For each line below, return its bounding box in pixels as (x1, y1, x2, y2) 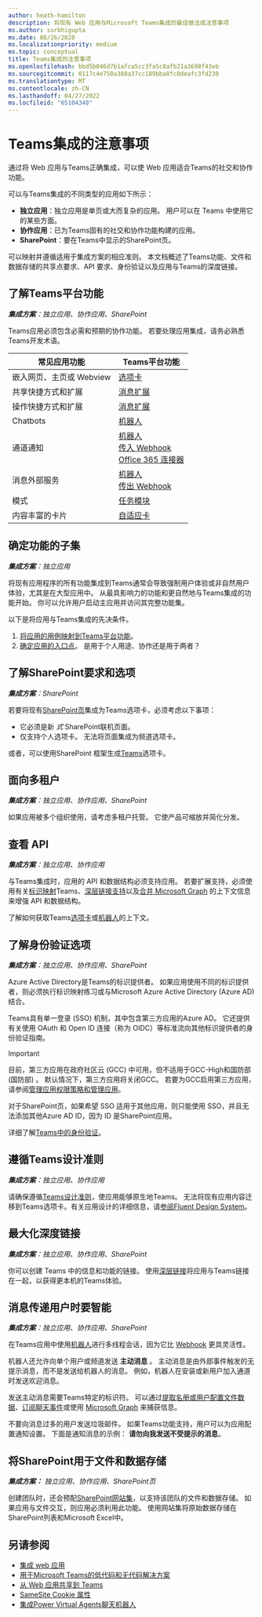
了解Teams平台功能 (8, 287, 104, 301)
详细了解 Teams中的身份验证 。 (8, 1127, 106, 1137)
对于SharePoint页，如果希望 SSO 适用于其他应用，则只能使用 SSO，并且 (8, 1101, 242, 1111)
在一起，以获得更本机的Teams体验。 (8, 1276, 126, 1285)
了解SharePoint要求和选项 (8, 666, 136, 680)
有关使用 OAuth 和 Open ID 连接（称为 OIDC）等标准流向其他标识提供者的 (8, 1023, 247, 1032)
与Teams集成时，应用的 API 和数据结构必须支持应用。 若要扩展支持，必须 (8, 877, 246, 886)
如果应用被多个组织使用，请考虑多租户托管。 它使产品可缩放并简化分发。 (8, 812, 244, 822)
